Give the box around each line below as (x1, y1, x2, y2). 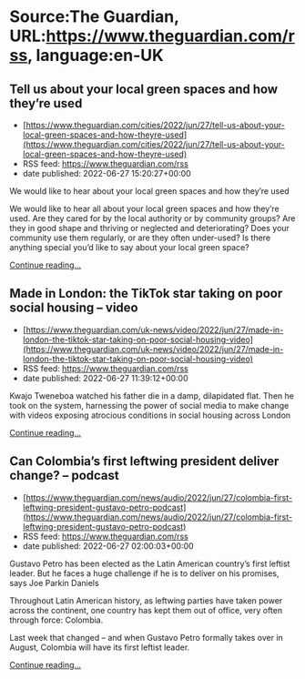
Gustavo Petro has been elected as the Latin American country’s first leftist (9, 558, 290, 569)
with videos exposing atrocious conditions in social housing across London (9, 410, 291, 421)
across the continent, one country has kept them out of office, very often (9, 604, 283, 615)
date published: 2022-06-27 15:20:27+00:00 (22, 168, 191, 178)
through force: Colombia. (9, 614, 104, 625)
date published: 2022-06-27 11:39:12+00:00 (22, 372, 188, 383)
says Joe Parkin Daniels (9, 577, 99, 588)
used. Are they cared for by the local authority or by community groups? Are (9, 213, 296, 224)
